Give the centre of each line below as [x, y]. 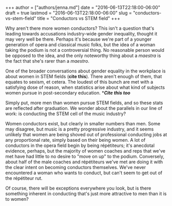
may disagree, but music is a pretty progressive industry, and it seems [80, 129]
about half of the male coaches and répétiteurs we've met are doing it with [84, 162]
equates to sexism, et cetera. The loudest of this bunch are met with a [79, 82]
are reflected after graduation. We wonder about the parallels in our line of [84, 108]
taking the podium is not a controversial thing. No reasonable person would [85, 50]
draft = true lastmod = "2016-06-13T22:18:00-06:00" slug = [69, 13]
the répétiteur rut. [24, 178]
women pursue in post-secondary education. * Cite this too [68, 93]
